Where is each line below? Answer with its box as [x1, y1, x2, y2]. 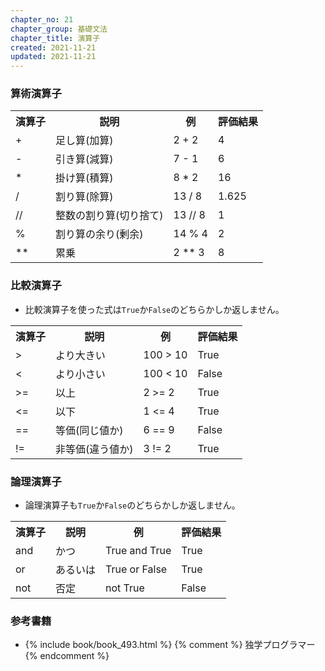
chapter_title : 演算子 [10, 33, 101, 43]
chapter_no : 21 [10, 14, 74, 25]
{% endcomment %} [24, 650, 110, 662]
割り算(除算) [55, 190, 114, 204]
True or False [105, 562, 168, 576]
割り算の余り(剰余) [55, 227, 144, 241]
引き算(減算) [55, 152, 114, 166]
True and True [105, 544, 172, 558]
